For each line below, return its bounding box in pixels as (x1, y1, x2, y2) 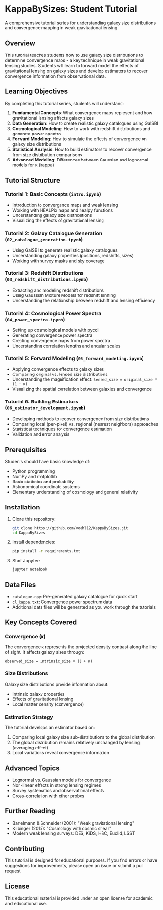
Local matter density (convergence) (12, 701, 84, 707)
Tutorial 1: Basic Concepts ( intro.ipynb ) (5, 190, 101, 197)
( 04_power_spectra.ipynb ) (5, 316, 65, 322)
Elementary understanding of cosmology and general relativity (12, 489, 138, 495)
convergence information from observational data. (5, 73, 106, 79)
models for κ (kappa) (12, 162, 55, 168)
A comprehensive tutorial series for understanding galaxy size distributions (5, 20, 156, 26)
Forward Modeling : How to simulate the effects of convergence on (12, 136, 147, 142)
